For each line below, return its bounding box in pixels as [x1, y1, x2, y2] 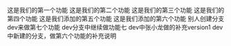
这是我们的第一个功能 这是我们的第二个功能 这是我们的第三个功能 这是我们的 [7, 6, 225, 14]
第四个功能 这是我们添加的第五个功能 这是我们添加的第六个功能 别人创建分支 [7, 14, 225, 23]
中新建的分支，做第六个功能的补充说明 [7, 32, 116, 40]
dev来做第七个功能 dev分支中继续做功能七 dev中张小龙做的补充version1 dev [7, 23, 223, 31]
